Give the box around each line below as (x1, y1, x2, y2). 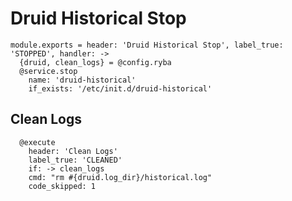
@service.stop (19, 66, 78, 76)
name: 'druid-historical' (28, 75, 137, 85)
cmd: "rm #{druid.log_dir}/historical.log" (28, 172, 213, 182)
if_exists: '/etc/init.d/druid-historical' (28, 83, 213, 94)
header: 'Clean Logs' (28, 146, 118, 156)
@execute (19, 137, 56, 147)
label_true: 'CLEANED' (28, 155, 123, 165)
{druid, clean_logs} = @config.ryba (19, 57, 172, 67)
